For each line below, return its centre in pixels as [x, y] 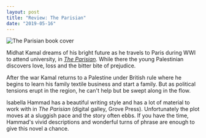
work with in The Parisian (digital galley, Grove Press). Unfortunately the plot [103, 109]
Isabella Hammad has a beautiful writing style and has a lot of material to [98, 102]
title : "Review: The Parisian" [46, 18]
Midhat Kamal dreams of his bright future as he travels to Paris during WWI [101, 53]
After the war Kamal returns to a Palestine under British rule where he [94, 78]
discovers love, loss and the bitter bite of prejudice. [71, 66]
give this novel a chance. [38, 129]
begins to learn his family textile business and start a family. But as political [101, 84]
